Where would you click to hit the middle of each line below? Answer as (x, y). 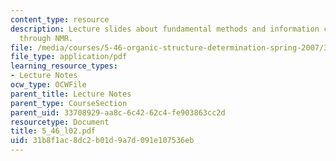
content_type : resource (60, 19)
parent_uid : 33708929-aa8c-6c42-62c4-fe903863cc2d (118, 112)
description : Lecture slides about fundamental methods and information (165, 29)
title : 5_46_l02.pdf (53, 131)
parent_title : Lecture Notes (71, 94)
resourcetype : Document (60, 122)
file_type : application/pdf (69, 57)
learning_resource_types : (64, 66)
